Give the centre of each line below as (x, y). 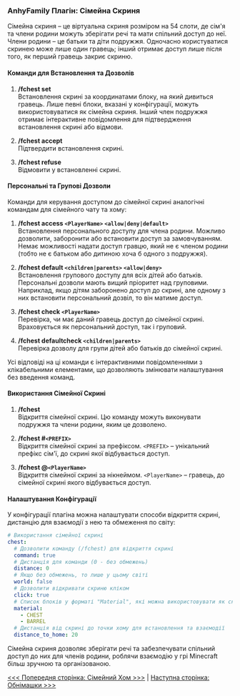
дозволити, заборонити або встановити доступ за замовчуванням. (120, 238)
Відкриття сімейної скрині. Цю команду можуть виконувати (109, 417)
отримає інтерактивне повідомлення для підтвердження (104, 119)
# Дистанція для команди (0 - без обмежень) (81, 562)
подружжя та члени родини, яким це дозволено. (92, 424)
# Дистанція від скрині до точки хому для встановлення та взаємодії (119, 628)
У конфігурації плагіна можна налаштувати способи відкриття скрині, (114, 515)
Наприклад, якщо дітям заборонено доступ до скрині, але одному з (122, 290)
